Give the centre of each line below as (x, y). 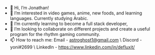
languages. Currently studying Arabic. (49, 18)
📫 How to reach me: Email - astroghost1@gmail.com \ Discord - (76, 40)
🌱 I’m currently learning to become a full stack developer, (69, 23)
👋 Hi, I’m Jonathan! (29, 8)
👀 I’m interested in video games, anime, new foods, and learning (76, 13)
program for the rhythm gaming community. (55, 34)
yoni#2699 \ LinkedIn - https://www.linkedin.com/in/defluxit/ (72, 47)
